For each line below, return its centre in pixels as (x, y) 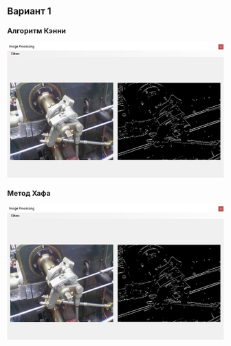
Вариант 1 (29, 11)
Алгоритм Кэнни (37, 31)
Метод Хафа (29, 193)
